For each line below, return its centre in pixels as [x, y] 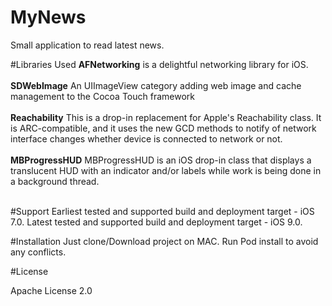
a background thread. [55, 181]
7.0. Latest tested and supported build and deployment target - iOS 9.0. [156, 222]
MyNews [48, 17]
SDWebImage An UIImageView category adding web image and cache [156, 85]
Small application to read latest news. [87, 45]
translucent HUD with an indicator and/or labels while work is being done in [166, 170]
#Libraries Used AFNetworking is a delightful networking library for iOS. [159, 64]
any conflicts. [38, 252]
